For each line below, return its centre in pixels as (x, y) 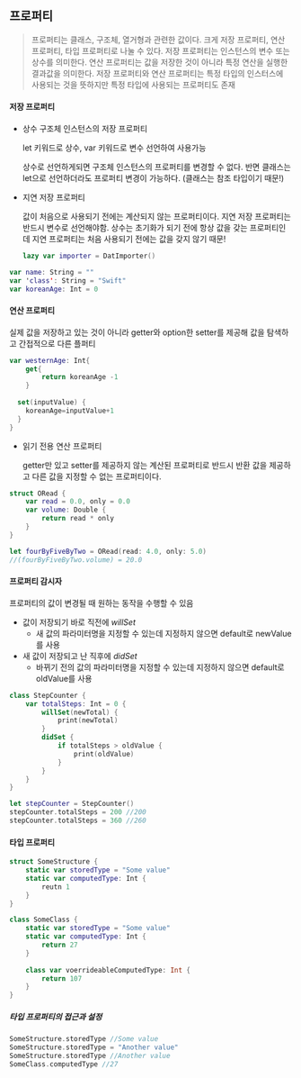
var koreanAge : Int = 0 (54, 289)
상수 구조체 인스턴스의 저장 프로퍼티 (85, 129)
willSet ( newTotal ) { (80, 712)
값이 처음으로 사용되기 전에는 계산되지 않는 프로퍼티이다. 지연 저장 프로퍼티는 (157, 217)
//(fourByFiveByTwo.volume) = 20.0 (76, 560)
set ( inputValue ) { (52, 403)
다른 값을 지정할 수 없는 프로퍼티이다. (97, 476)
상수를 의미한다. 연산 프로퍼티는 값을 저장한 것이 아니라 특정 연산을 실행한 (159, 62)
